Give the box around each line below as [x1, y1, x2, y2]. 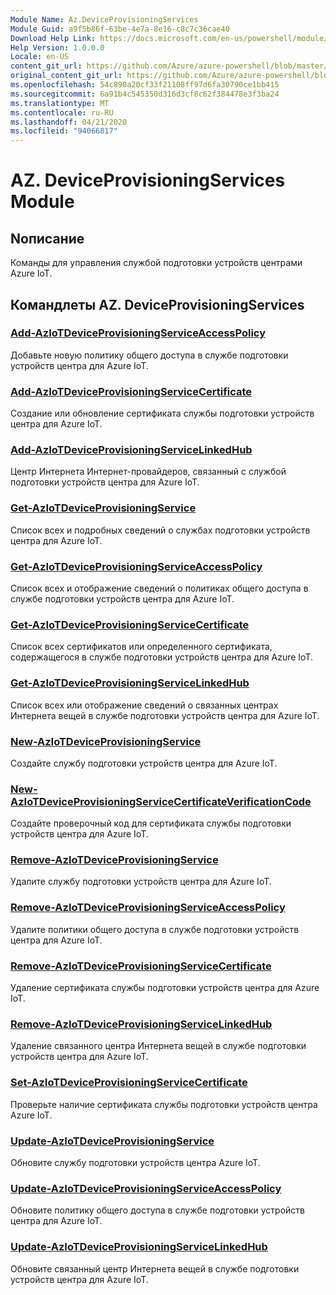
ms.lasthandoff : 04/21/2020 [10, 117, 128, 127]
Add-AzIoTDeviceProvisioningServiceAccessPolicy [10, 326, 267, 340]
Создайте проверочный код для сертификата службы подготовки [10, 817, 292, 830]
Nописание [10, 230, 85, 247]
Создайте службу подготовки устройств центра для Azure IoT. [10, 757, 278, 769]
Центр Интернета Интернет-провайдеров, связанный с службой [10, 466, 287, 478]
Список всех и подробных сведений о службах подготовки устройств [10, 524, 311, 536]
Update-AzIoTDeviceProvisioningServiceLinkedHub [10, 1240, 268, 1254]
